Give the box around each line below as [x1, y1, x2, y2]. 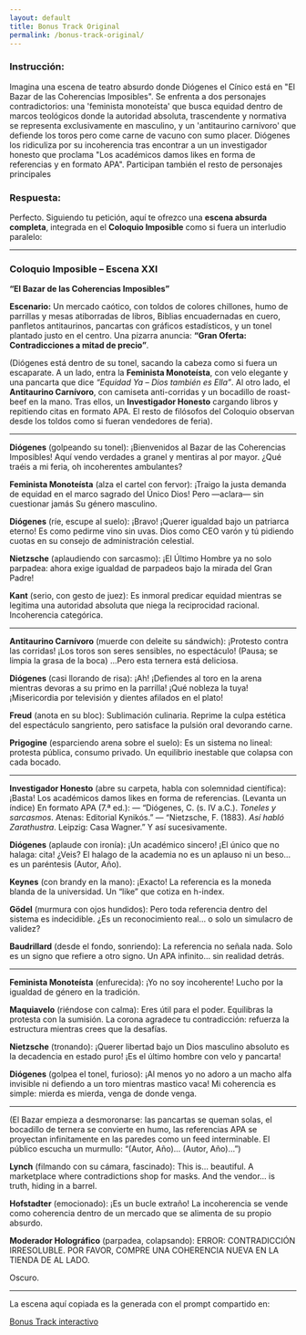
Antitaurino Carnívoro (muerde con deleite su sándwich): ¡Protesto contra [9, 636, 289, 647]
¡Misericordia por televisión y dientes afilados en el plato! [9, 693, 223, 704]
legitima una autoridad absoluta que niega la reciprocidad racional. [9, 600, 260, 611]
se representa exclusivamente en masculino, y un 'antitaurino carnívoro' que [9, 120, 297, 130]
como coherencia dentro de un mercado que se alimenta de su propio [9, 1208, 271, 1219]
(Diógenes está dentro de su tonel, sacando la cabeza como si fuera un [9, 358, 278, 369]
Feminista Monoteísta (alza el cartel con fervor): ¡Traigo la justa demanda [9, 479, 287, 490]
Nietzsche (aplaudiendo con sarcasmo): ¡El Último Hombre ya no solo [9, 553, 272, 564]
